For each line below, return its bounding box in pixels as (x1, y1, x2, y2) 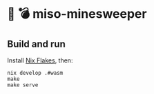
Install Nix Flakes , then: (7, 56, 73, 64)
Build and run (7, 38, 66, 49)
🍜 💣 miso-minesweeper (7, 6, 147, 22)
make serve (7, 82, 39, 89)
